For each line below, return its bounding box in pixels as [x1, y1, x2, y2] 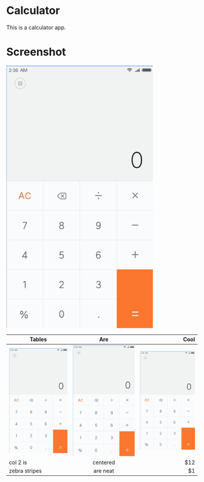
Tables [29, 336, 47, 343]
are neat [93, 467, 114, 475]
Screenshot [6, 45, 66, 59]
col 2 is [8, 459, 27, 466]
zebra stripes [8, 467, 42, 475]
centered [92, 459, 115, 466]
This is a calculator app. [6, 24, 66, 31]
